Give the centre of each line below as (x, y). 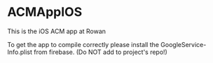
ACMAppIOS (45, 12)
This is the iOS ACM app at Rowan (57, 31)
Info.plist (20, 52)
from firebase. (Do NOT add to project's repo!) (101, 52)
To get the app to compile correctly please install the (83, 44)
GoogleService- (184, 44)
